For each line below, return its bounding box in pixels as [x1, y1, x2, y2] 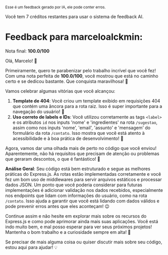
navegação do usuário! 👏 [12, 109, 65, 115]
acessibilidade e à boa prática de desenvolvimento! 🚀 [12, 135, 124, 141]
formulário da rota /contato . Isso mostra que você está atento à [12, 130, 145, 136]
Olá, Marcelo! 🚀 [5, 58, 37, 64]
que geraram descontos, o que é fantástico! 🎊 [5, 156, 101, 162]
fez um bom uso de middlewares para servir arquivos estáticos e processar [5, 176, 162, 182]
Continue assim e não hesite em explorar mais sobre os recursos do [5, 213, 147, 219]
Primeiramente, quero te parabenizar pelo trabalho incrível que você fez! [5, 67, 156, 73]
